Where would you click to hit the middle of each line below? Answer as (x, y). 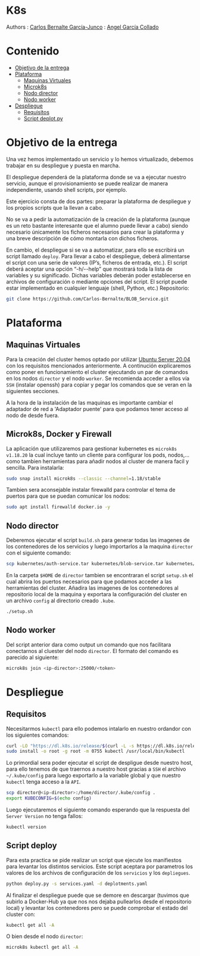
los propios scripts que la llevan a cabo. (55, 207)
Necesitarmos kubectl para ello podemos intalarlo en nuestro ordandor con (99, 728)
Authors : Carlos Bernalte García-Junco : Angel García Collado (82, 27)
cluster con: (21, 914)
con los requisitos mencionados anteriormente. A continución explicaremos (99, 366)
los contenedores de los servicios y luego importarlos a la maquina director (100, 547)
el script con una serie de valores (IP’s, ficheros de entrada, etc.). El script (97, 262)
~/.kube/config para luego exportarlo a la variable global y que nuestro (93, 776)
